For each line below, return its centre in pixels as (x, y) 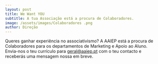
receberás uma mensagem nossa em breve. (49, 56)
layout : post (18, 9)
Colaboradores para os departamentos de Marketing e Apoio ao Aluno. (76, 46)
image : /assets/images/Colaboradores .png (49, 23)
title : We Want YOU (25, 14)
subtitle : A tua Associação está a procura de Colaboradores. (69, 18)
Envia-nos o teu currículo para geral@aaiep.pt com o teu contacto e (73, 51)
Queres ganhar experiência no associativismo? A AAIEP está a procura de (79, 41)
